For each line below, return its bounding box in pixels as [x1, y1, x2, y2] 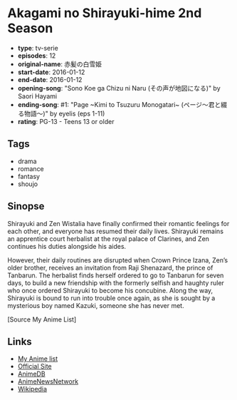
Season [7, 20, 53, 36]
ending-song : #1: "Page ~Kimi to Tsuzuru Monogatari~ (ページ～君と [17, 100, 221, 108]
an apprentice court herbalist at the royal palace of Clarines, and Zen [7, 234, 210, 243]
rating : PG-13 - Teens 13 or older [17, 117, 115, 125]
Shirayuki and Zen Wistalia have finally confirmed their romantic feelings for [7, 219, 230, 227]
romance [17, 164, 44, 173]
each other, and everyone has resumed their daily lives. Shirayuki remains [7, 227, 224, 235]
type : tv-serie [17, 43, 58, 52]
